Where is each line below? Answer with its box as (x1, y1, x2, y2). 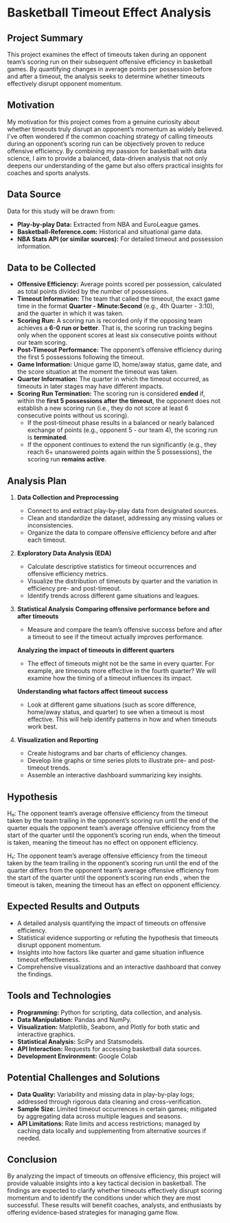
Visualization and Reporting (16, 736, 99, 744)
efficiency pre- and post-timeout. (27, 584, 122, 593)
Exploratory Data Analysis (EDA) (16, 549, 112, 558)
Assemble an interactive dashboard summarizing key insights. (27, 771, 203, 779)
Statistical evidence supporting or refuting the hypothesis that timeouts (16, 933, 218, 941)
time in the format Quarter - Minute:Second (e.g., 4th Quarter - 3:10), (16, 302, 215, 310)
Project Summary (7, 32, 84, 44)
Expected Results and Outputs (7, 901, 140, 913)
